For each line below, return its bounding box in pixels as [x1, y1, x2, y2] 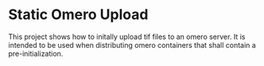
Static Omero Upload [8, 6, 149, 24]
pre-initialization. [8, 49, 64, 58]
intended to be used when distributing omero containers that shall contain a [8, 40, 256, 49]
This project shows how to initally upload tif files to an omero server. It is [8, 32, 246, 41]
